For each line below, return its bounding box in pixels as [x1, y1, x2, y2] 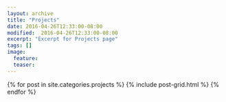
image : [7, 49, 26, 56]
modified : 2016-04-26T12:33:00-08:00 [7, 29, 118, 37]
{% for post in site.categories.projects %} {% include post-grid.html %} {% [7, 80, 220, 88]
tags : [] [7, 42, 32, 49]
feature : [13, 55, 38, 62]
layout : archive [7, 10, 54, 17]
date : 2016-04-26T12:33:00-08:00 [7, 23, 103, 30]
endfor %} [7, 88, 36, 96]
